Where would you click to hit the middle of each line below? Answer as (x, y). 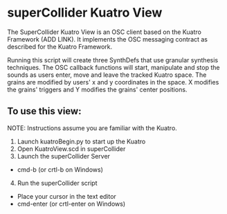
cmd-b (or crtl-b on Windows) (60, 169)
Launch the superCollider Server (64, 156)
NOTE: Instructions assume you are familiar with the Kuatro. (92, 128)
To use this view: (44, 111)
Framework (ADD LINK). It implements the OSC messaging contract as (108, 39)
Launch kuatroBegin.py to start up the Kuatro (81, 141)
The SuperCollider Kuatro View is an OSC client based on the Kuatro (105, 32)
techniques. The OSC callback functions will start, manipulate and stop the (113, 67)
